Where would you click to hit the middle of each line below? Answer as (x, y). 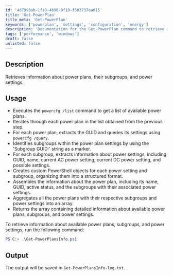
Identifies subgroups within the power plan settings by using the (81, 143)
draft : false (19, 39)
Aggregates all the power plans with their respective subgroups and (85, 198)
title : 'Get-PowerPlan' (31, 15)
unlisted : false (23, 44)
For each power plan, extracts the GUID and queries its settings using (86, 133)
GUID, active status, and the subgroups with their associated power (84, 187)
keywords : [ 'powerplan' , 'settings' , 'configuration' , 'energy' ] (77, 24)
